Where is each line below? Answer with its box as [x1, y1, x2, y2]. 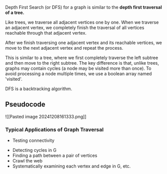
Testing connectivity [12, 137, 55, 143]
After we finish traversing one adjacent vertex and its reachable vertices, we [5, 40, 162, 46]
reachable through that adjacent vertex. [5, 30, 86, 36]
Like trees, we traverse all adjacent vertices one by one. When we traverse [5, 20, 159, 25]
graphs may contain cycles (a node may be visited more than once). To [5, 65, 151, 71]
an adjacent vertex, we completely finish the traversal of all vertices [5, 25, 144, 31]
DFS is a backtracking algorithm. [5, 86, 72, 92]
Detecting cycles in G [12, 147, 56, 153]
